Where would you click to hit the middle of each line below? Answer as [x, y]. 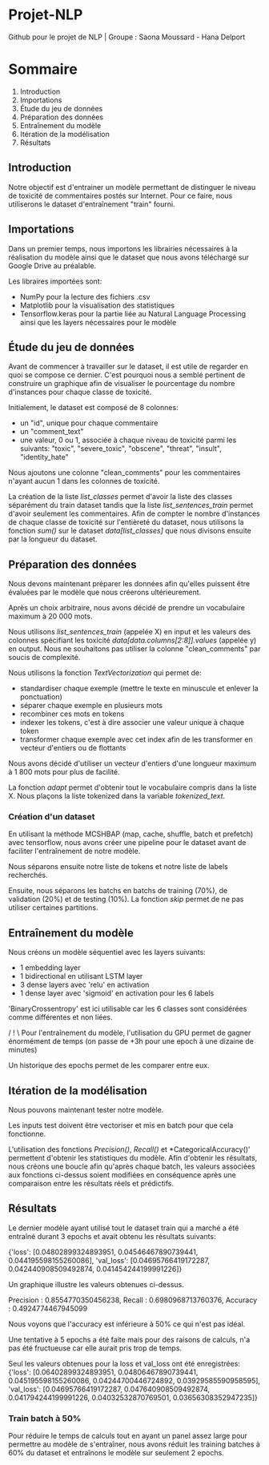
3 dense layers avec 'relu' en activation [84, 985]
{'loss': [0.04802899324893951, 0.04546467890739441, [103, 1252]
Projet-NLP [46, 15]
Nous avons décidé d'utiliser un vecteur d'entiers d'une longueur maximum [132, 763]
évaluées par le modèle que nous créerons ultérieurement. [105, 592]
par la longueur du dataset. [53, 539]
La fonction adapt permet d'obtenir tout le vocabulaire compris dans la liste [132, 787]
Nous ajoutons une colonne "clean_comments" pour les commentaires [124, 473]
